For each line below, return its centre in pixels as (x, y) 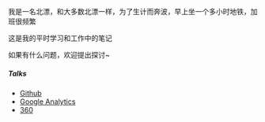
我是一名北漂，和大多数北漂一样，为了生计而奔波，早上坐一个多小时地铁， (129, 11)
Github (30, 93)
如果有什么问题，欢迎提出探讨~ (59, 55)
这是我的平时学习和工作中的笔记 (60, 38)
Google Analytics (47, 102)
